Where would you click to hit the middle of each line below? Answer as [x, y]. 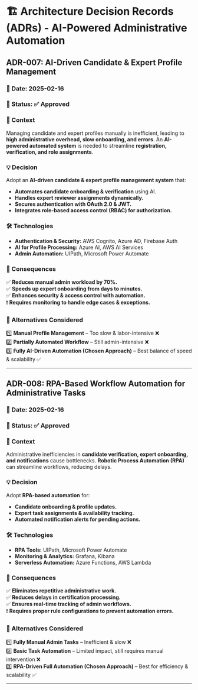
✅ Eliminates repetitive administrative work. [61, 591]
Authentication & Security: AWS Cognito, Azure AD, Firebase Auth [96, 241]
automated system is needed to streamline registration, [98, 145]
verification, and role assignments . [50, 152]
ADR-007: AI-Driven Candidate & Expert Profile [94, 62]
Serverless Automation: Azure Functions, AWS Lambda [83, 563]
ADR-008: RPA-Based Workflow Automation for [96, 384]
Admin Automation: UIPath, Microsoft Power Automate [82, 254]
